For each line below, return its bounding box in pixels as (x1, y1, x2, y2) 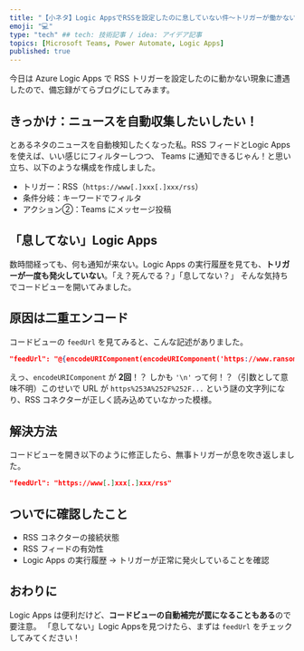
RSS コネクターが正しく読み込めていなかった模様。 (24, 394, 217, 405)
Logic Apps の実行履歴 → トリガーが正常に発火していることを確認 (22, 554, 270, 565)
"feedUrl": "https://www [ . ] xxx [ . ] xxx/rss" (9, 479, 172, 488)
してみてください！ (9, 632, 81, 643)
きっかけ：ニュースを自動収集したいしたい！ (9, 113, 259, 129)
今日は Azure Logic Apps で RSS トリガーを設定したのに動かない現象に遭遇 (9, 73, 290, 84)
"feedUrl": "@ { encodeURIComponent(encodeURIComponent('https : (9, 355, 249, 364)
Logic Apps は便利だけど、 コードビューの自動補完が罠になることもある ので (9, 609, 291, 620)
